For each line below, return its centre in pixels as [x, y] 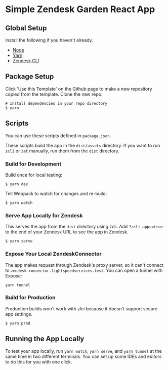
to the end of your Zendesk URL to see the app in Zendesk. [67, 232]
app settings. [19, 314]
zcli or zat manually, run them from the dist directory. [62, 151]
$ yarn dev [17, 184]
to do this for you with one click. [39, 362]
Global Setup [26, 28]
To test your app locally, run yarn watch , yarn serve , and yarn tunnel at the [83, 351]
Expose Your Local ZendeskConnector [54, 254]
